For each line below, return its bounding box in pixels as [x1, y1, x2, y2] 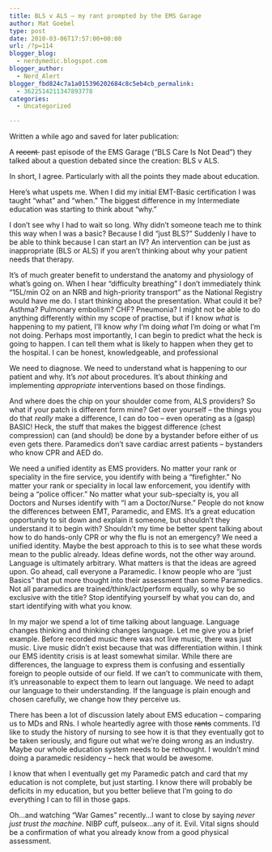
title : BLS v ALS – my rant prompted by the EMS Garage [9, 11, 202, 20]
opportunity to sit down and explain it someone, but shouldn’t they [9, 515, 231, 525]
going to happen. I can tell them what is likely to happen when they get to [9, 339, 253, 349]
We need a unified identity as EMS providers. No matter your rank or [9, 463, 237, 474]
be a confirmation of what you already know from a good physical [9, 828, 229, 837]
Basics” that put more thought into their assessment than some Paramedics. [9, 576, 263, 586]
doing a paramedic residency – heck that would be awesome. [9, 753, 214, 763]
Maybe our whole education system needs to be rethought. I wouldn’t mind [9, 744, 260, 754]
